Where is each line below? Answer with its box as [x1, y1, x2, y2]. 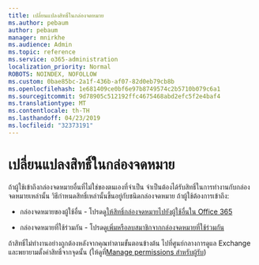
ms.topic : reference [8, 48, 77, 56]
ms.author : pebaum [8, 19, 69, 27]
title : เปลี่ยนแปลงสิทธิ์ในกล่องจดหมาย [8, 11, 104, 20]
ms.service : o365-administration [8, 56, 118, 64]
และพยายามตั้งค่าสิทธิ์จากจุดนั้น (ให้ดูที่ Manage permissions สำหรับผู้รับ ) [8, 247, 207, 256]
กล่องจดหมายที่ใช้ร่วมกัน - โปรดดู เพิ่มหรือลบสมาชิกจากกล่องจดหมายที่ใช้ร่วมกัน [19, 222, 225, 232]
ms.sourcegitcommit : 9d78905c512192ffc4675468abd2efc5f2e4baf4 [8, 92, 221, 100]
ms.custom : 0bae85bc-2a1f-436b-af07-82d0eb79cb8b [8, 77, 175, 85]
